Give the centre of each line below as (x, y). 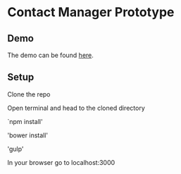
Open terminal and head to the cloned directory (76, 108)
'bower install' (28, 135)
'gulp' (15, 149)
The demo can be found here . (50, 55)
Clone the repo (29, 94)
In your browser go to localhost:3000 (61, 162)
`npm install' (25, 121)
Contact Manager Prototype (91, 12)
